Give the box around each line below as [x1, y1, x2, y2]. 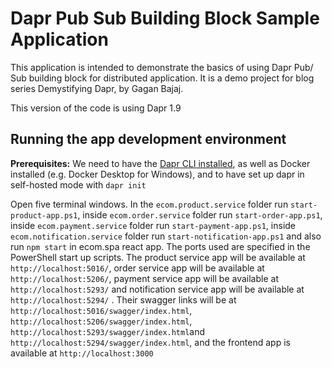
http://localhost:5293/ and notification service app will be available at [10, 283, 305, 295]
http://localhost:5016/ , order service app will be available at [10, 262, 265, 274]
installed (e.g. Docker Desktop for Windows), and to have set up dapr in [10, 168, 305, 180]
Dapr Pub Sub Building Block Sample [10, 7, 320, 30]
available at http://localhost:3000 [10, 347, 154, 359]
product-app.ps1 [10, 210, 78, 221]
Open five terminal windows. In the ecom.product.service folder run [10, 198, 289, 210]
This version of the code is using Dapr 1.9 [10, 102, 182, 114]
